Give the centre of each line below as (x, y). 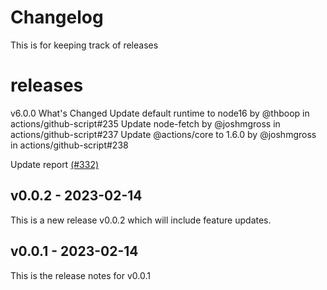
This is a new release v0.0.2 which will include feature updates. (141, 220)
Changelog (57, 17)
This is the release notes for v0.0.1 (80, 275)
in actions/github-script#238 (69, 145)
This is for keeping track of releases (84, 45)
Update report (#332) (55, 164)
